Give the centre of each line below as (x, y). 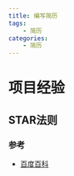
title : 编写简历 (33, 16)
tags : (17, 23)
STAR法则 (33, 120)
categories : (28, 38)
